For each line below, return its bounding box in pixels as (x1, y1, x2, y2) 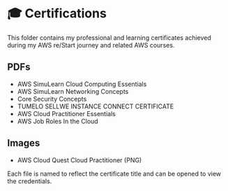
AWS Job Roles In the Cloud (17, 117, 99, 125)
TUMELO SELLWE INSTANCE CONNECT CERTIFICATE (17, 102, 174, 111)
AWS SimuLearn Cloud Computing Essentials (17, 80, 147, 88)
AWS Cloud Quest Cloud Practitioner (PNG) (17, 155, 142, 164)
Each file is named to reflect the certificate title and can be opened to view (7, 169, 222, 178)
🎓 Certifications (7, 6, 107, 22)
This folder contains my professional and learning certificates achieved (7, 33, 211, 42)
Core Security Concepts (17, 94, 87, 103)
